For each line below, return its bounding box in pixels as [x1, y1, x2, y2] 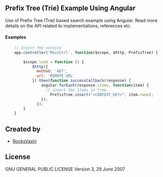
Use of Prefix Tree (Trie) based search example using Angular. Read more [5, 17, 158, 23]
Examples [5, 34, 27, 40]
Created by [5, 125, 41, 133]
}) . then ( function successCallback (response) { [32, 78, 131, 83]
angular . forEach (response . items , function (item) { [41, 83, 149, 88]
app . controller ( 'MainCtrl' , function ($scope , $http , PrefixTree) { [14, 50, 158, 55]
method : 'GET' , [37, 69, 69, 74]
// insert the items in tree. [45, 87, 109, 93]
